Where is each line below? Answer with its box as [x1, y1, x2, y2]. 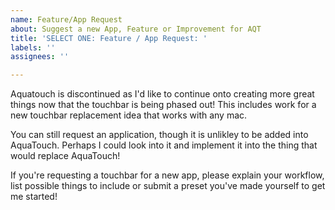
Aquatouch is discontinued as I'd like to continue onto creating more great [10, 88, 315, 100]
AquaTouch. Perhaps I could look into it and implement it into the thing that [10, 139, 318, 151]
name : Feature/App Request [10, 14, 123, 25]
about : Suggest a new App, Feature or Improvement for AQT [10, 24, 262, 34]
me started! [10, 191, 58, 203]
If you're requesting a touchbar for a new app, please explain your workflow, [10, 169, 325, 181]
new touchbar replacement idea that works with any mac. [10, 109, 248, 121]
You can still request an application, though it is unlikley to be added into [10, 129, 309, 141]
